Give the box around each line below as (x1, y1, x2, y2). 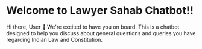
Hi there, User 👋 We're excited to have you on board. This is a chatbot (6, 23, 180, 30)
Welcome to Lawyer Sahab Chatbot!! (6, 4, 194, 17)
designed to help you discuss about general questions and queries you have (6, 29, 196, 36)
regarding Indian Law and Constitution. (6, 36, 103, 43)
